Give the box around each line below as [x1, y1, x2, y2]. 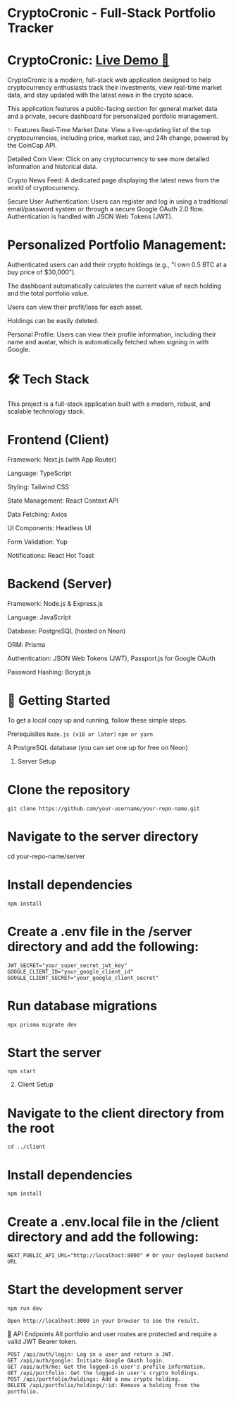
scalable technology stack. [7, 407, 86, 415]
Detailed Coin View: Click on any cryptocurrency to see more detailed [7, 155, 210, 163]
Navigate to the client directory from [7, 1105, 225, 1121]
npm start [7, 1068, 37, 1075]
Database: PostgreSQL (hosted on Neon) [7, 626, 126, 635]
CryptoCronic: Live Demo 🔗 [7, 52, 170, 69]
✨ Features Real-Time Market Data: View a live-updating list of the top [7, 126, 211, 134]
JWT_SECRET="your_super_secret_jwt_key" [7, 962, 128, 969]
